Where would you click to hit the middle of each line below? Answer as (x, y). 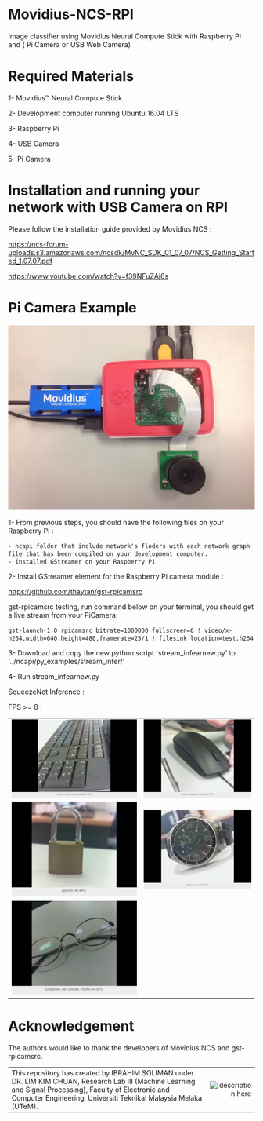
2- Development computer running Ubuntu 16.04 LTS (94, 113)
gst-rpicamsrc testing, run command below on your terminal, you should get (131, 607)
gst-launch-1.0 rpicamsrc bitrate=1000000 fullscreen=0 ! (104, 630)
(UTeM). (25, 1106)
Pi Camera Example (72, 308)
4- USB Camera (34, 144)
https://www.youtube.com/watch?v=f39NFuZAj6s (88, 276)
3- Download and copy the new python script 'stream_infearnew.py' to (122, 652)
